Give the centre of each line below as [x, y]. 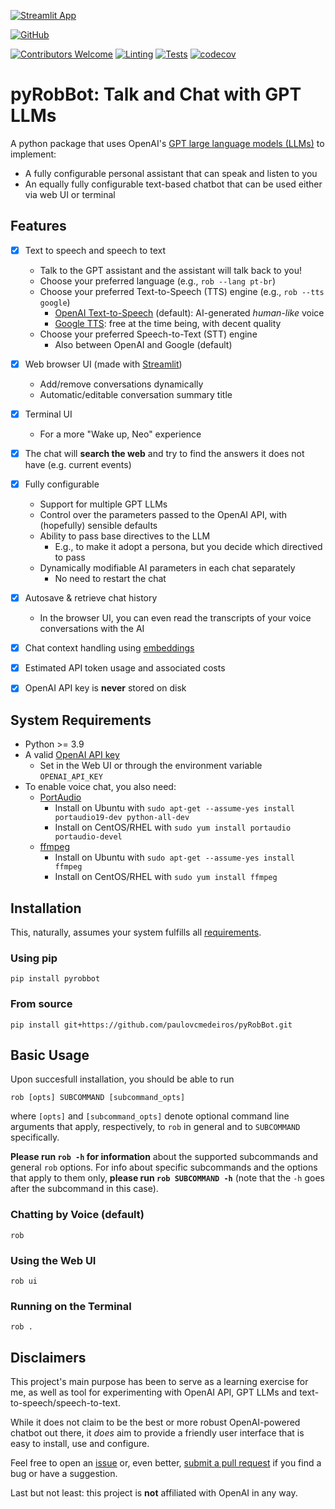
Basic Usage [50, 1055]
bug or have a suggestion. [64, 1474]
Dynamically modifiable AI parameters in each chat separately [167, 568]
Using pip [34, 958]
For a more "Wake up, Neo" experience [120, 434]
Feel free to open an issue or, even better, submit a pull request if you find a [166, 1463]
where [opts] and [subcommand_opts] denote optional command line [150, 1116]
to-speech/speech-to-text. [65, 1403]
